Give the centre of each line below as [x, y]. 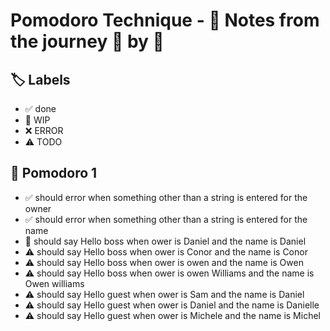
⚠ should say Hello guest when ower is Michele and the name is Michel [172, 315]
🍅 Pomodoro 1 [54, 173]
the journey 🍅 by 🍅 [87, 41]
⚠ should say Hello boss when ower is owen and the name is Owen [164, 262]
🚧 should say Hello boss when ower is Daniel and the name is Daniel [165, 241]
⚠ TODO [43, 142]
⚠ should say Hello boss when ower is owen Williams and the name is [169, 273]
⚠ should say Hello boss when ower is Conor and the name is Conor [166, 251]
